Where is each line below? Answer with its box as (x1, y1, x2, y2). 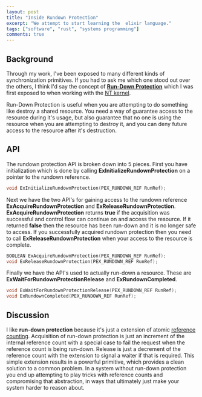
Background (6, 54, 53, 64)
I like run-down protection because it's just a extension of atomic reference (6, 325, 196, 333)
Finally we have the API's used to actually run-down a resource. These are (6, 269, 192, 276)
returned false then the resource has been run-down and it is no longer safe (6, 222, 197, 229)
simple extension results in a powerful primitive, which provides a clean (6, 358, 184, 365)
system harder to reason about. (6, 384, 85, 391)
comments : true (6, 32, 45, 38)
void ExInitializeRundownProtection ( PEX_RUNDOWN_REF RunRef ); (6, 185, 166, 191)
